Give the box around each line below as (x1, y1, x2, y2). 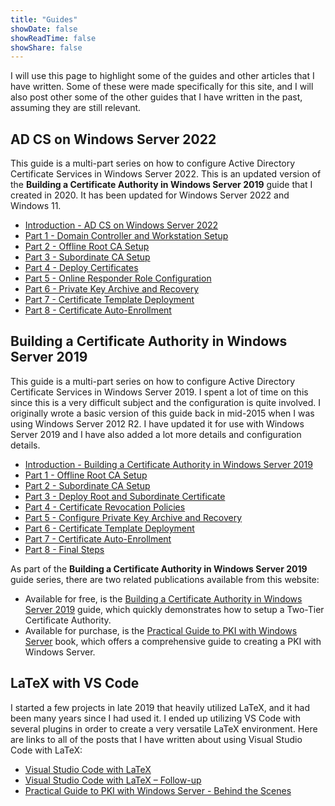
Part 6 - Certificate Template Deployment (24, 522, 195, 534)
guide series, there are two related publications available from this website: (10, 573, 320, 585)
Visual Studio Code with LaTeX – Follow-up (24, 774, 202, 786)
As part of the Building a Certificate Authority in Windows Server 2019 (10, 562, 308, 575)
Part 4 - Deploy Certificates (24, 262, 139, 274)
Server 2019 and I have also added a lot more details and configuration (10, 428, 302, 440)
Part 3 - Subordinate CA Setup (24, 251, 151, 263)
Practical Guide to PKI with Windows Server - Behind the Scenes (24, 784, 292, 796)
